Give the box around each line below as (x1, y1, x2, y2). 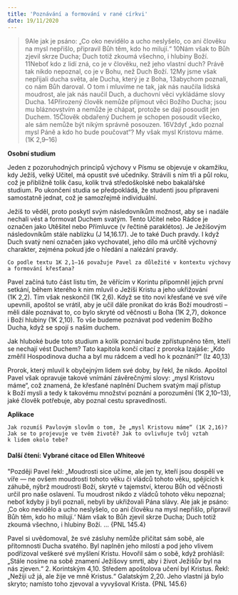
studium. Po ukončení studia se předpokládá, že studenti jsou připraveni (7, 185, 219, 194)
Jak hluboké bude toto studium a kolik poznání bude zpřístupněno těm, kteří (7, 337, 231, 345)
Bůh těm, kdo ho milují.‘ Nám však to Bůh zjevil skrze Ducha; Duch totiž (7, 512, 217, 521)
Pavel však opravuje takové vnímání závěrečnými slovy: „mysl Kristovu (7, 373, 215, 382)
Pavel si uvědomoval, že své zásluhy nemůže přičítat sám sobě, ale (7, 534, 205, 542)
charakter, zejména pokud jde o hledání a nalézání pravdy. (7, 245, 178, 253)
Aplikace (7, 410, 34, 418)
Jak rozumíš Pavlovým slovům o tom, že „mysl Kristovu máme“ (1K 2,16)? (7, 424, 228, 431)
